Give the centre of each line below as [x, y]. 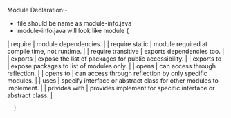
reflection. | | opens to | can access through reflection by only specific [107, 73]
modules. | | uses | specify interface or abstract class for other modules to [113, 81]
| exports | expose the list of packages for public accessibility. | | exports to [114, 59]
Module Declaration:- [37, 10]
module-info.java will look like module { [73, 31]
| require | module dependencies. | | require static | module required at [108, 44]
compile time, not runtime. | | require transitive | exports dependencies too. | [116, 51]
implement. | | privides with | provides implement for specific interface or [111, 88]
